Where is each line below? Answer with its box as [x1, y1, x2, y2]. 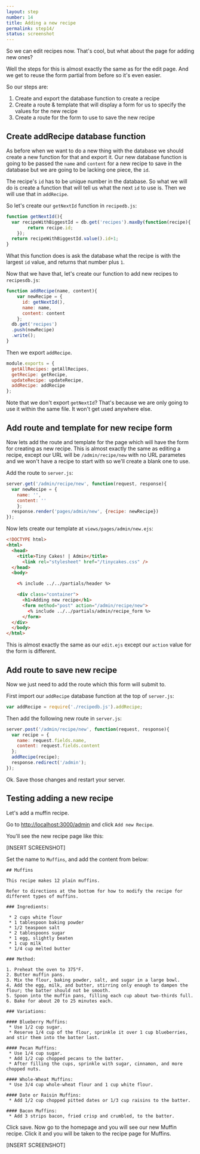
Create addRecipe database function [6, 131, 146, 141]
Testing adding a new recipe [6, 793, 113, 804]
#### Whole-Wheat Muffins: [6, 1076, 73, 1082]
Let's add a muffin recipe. [6, 809, 70, 816]
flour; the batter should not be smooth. [6, 987, 111, 993]
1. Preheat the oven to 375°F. [6, 966, 84, 972]
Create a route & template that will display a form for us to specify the [14, 101, 186, 108]
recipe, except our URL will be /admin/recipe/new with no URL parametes [6, 451, 186, 458]
